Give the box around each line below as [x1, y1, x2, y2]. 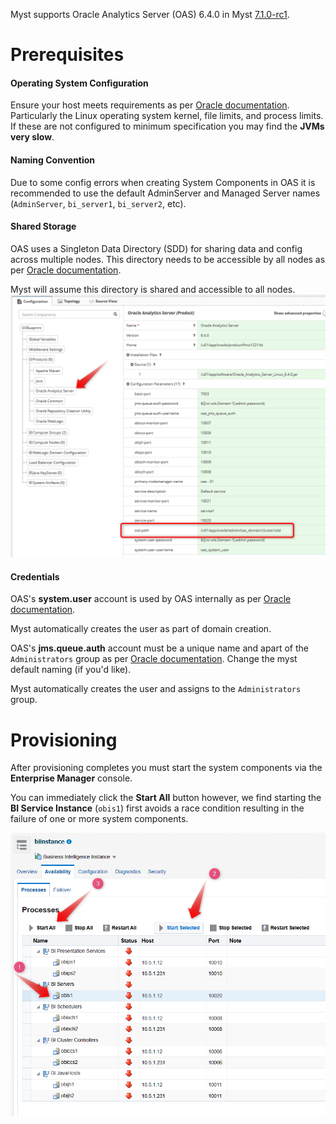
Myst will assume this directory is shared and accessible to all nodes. [10, 283, 296, 295]
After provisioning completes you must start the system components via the [10, 762, 323, 774]
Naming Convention [10, 154, 96, 166]
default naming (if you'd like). [10, 664, 132, 676]
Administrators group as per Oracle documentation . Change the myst [10, 653, 298, 665]
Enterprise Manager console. [10, 772, 133, 784]
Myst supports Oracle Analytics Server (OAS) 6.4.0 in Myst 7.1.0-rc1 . [10, 9, 290, 20]
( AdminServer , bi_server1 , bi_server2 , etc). [10, 197, 187, 209]
